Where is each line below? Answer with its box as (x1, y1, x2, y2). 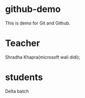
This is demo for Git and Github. (5, 20, 71, 26)
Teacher (5, 37, 40, 49)
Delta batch (5, 88, 29, 94)
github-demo (5, 3, 61, 15)
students (5, 71, 43, 83)
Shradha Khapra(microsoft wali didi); (5, 54, 81, 60)
